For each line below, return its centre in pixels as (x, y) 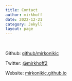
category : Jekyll (24, 24)
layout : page (19, 29)
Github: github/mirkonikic (32, 53)
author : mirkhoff (24, 15)
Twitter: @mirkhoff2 (26, 63)
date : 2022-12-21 (24, 19)
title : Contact (22, 10)
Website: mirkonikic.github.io (36, 73)
